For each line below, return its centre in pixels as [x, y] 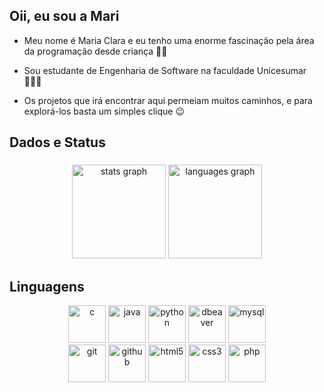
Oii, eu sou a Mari [64, 16]
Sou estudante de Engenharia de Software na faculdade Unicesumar [165, 70]
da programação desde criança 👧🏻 [95, 51]
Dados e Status [57, 142]
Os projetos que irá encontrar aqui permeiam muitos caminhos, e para [168, 100]
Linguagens [47, 286]
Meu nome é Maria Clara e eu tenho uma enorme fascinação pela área [169, 40]
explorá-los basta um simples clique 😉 [104, 111]
